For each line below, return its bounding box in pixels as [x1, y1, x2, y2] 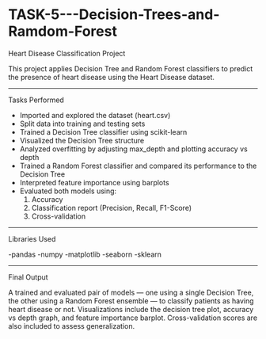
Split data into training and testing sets [19, 119, 146, 128]
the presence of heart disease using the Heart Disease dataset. [8, 72, 215, 82]
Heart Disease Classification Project [8, 48, 126, 58]
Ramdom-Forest [8, 22, 117, 40]
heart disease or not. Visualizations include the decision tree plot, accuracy [8, 304, 254, 314]
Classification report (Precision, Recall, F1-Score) [31, 203, 192, 212]
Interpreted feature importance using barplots [19, 177, 169, 187]
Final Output [8, 272, 49, 282]
